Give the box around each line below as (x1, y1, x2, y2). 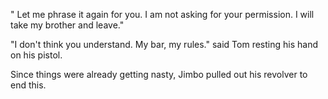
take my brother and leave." (10, 19, 125, 31)
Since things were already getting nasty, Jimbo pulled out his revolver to (10, 69, 308, 80)
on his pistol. (10, 49, 63, 61)
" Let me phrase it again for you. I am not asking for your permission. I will (10, 9, 315, 20)
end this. (10, 79, 47, 91)
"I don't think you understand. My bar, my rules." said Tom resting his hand (10, 39, 318, 50)
